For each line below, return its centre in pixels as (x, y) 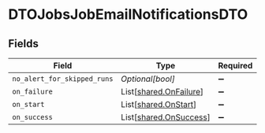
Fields (24, 44)
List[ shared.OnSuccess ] (166, 117)
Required (235, 66)
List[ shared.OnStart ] (159, 104)
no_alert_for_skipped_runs (63, 79)
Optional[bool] (148, 79)
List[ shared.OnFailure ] (162, 92)
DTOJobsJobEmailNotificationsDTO (128, 15)
